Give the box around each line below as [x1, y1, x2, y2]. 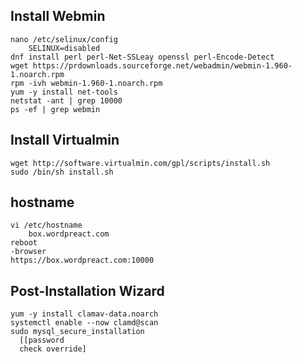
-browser [10, 247, 47, 257]
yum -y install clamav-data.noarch [10, 309, 159, 319]
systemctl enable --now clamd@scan [10, 318, 159, 328]
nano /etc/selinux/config [10, 34, 118, 44]
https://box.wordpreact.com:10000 [10, 255, 155, 266]
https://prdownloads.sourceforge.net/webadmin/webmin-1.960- [32, 60, 293, 71]
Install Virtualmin [10, 132, 120, 149]
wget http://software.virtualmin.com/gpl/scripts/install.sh [10, 158, 271, 168]
